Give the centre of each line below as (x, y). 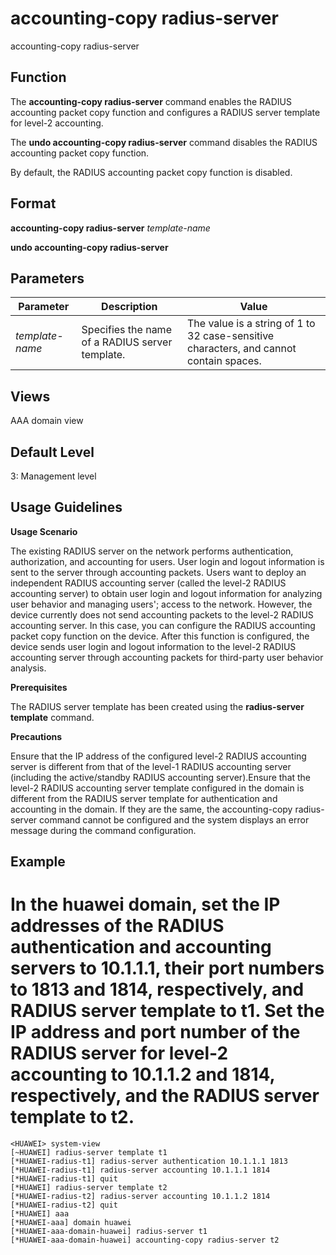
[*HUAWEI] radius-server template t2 (89, 1188)
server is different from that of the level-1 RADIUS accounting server (151, 766)
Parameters (47, 278)
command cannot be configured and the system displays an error (174, 819)
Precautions (36, 736)
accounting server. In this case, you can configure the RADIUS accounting (163, 625)
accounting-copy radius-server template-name (110, 228)
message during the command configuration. (103, 830)
